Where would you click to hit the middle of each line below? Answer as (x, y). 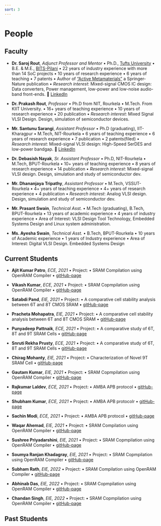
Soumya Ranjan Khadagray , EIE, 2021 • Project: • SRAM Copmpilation (82, 455)
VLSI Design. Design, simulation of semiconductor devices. (70, 119)
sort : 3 (12, 9)
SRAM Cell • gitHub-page (37, 363)
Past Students (26, 518)
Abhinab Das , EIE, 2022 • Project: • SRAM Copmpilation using (74, 484)
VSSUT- (133, 183)
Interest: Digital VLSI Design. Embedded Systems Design (68, 243)
